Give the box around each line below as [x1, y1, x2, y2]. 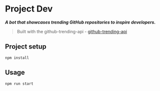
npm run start [5, 81, 34, 86]
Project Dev [5, 3, 53, 14]
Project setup [5, 42, 47, 51]
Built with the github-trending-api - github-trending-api [16, 28, 128, 34]
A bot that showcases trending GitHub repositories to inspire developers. [5, 19, 156, 25]
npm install [5, 55, 29, 60]
